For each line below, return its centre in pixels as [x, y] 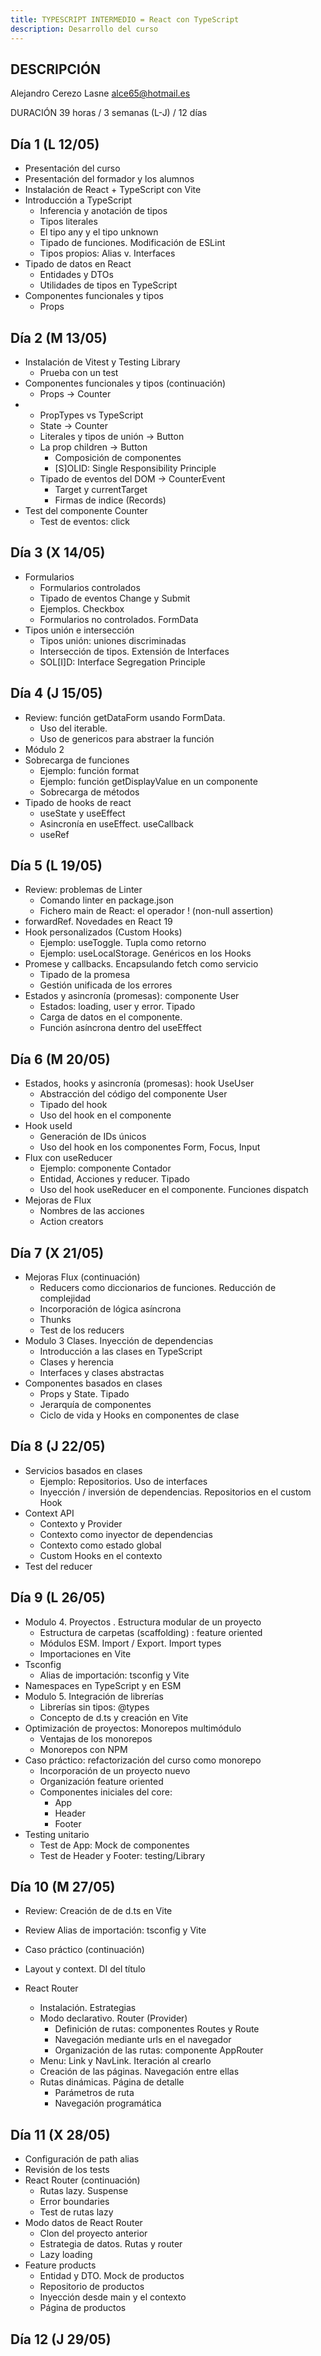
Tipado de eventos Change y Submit [115, 598]
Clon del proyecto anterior [93, 2233]
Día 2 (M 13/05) [59, 337]
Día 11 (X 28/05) [60, 2134]
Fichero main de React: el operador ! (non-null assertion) [156, 911]
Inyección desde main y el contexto [113, 2297]
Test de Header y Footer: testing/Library [122, 1855]
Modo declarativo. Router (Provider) [113, 2018]
